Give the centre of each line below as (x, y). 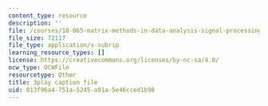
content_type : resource (48, 16)
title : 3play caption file (53, 82)
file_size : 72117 (37, 38)
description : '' (35, 23)
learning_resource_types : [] (57, 53)
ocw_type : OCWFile (39, 68)
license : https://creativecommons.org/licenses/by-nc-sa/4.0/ (114, 61)
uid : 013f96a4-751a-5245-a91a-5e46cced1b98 (82, 90)
